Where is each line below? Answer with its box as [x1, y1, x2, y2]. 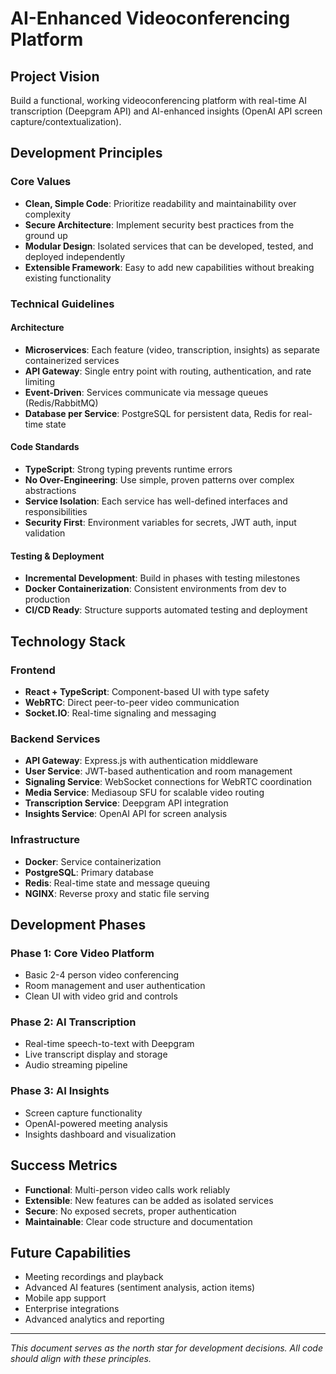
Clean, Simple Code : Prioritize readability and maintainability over [24, 197, 297, 209]
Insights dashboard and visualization [24, 1128, 177, 1140]
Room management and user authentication [24, 980, 206, 992]
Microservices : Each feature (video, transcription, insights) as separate [24, 343, 320, 356]
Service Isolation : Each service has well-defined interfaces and [24, 495, 288, 507]
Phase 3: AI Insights [10, 1084, 110, 1098]
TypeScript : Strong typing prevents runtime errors [24, 463, 233, 476]
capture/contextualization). [10, 116, 122, 127]
